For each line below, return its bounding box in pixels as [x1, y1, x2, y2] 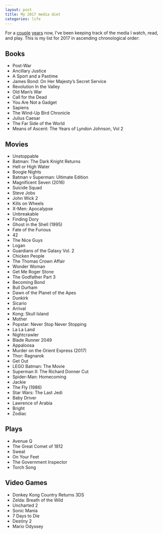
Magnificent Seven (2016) [12, 179, 65, 185]
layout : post [5, 7, 32, 12]
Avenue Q [12, 438, 33, 444]
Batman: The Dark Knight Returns [12, 159, 81, 164]
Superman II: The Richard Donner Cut [12, 369, 89, 374]
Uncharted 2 [12, 502, 38, 508]
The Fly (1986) [12, 384, 42, 390]
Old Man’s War [12, 89, 42, 95]
